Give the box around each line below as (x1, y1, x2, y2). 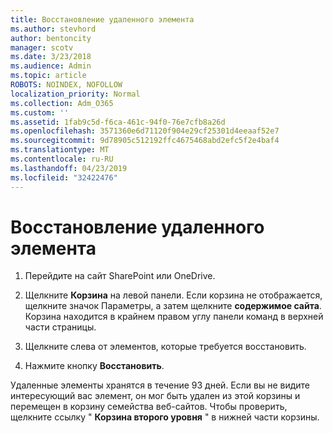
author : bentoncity (10, 33, 92, 43)
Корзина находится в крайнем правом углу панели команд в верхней (24, 311, 324, 323)
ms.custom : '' (10, 107, 70, 118)
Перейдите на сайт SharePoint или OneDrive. (24, 270, 216, 282)
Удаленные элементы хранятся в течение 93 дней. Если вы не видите (10, 379, 311, 391)
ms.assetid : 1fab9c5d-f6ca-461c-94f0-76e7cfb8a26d (10, 117, 226, 127)
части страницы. (24, 321, 97, 333)
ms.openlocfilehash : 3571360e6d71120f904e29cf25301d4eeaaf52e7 (10, 126, 280, 136)
